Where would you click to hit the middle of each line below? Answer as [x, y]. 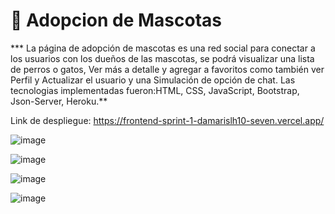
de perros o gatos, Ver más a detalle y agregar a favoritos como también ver [167, 69]
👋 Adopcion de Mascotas [116, 20]
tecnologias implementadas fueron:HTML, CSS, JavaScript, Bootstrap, [155, 90]
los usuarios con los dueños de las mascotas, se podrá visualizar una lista [162, 58]
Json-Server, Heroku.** [59, 101]
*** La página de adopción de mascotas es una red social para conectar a [163, 48]
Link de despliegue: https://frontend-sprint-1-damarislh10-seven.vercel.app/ [167, 120]
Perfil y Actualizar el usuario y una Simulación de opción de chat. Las [153, 80]
